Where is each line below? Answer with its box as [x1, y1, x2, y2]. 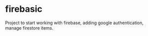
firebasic [5, 3, 43, 15]
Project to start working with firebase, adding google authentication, [5, 20, 144, 26]
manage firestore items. [5, 25, 53, 31]
